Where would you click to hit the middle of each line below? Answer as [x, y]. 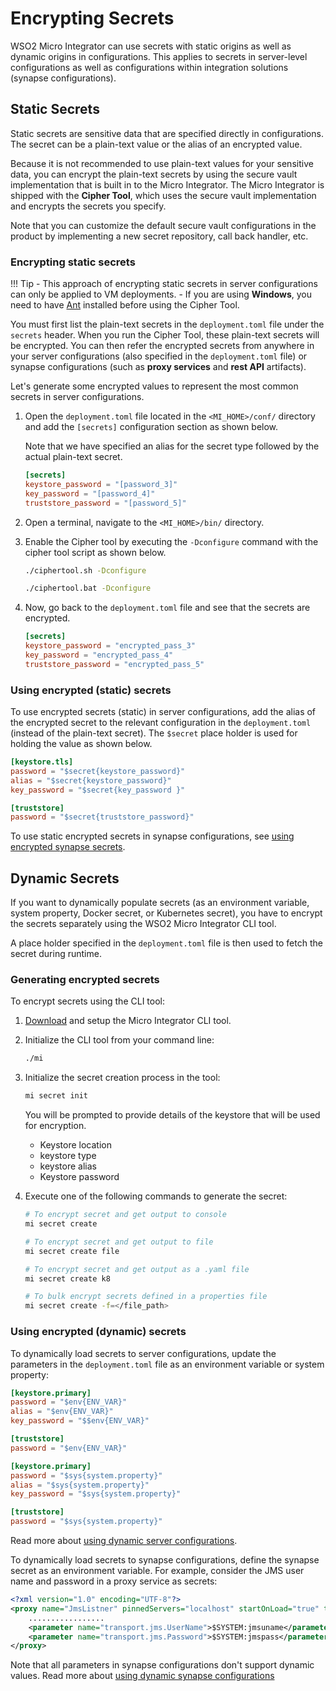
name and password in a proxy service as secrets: [114, 1581]
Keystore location [75, 1145]
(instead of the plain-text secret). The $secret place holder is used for [154, 733]
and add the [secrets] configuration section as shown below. [151, 427]
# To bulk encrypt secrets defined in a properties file [146, 1297]
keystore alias [68, 1166]
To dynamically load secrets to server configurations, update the [143, 1353]
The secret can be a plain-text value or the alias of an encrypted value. [156, 144]
